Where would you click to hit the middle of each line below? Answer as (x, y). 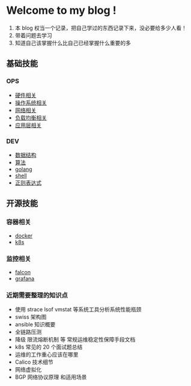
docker (24, 236)
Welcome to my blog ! (61, 11)
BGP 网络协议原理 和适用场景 (51, 377)
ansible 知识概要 (35, 325)
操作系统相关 (31, 102)
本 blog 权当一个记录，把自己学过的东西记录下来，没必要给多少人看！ (101, 28)
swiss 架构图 (31, 317)
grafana (25, 278)
